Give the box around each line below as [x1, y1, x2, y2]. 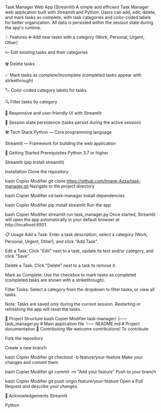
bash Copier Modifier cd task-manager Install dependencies [5, 193, 125, 198]
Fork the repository [5, 335, 44, 341]
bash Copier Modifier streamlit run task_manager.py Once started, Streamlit [5, 211, 156, 217]
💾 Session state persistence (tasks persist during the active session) [5, 120, 141, 125]
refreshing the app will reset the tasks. [5, 306, 82, 312]
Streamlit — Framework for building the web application [5, 140, 116, 146]
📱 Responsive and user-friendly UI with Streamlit [5, 110, 102, 116]
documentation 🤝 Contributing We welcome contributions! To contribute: [5, 326, 150, 332]
